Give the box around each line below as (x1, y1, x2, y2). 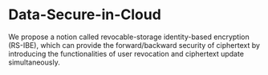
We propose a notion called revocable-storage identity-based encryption (8, 32, 250, 41)
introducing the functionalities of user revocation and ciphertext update (8, 49, 245, 58)
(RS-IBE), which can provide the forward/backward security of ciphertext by (8, 40, 261, 49)
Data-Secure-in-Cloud (8, 6, 162, 24)
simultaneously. (8, 57, 60, 67)
